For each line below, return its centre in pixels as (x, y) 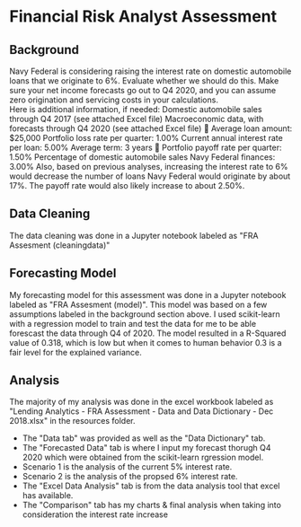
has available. (48, 496)
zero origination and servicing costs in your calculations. (114, 100)
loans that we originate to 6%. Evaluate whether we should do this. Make (144, 81)
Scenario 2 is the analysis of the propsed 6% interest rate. (130, 477)
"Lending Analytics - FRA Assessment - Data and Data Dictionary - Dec (142, 411)
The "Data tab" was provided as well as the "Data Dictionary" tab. (144, 438)
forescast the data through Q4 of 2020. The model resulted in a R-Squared (148, 333)
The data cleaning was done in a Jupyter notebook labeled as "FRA (134, 235)
